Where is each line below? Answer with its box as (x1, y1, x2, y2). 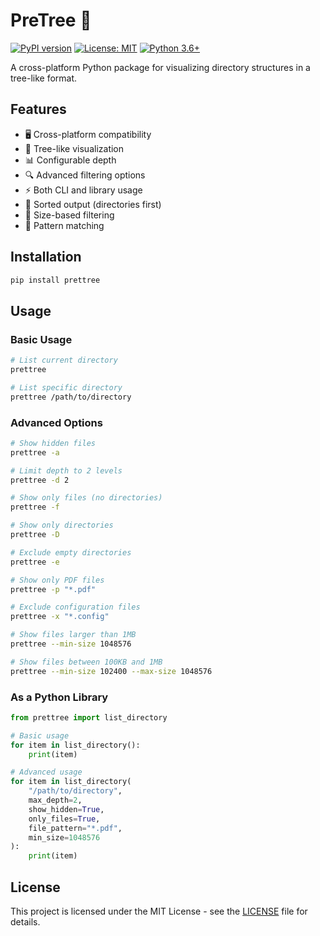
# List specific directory (10, 382, 123, 393)
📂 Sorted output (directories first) (24, 198, 162, 210)
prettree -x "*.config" (10, 612, 110, 622)
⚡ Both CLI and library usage (24, 184, 143, 196)
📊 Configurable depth (24, 154, 117, 166)
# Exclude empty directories (10, 547, 132, 558)
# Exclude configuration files (10, 602, 141, 613)
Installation (10, 249, 82, 266)
